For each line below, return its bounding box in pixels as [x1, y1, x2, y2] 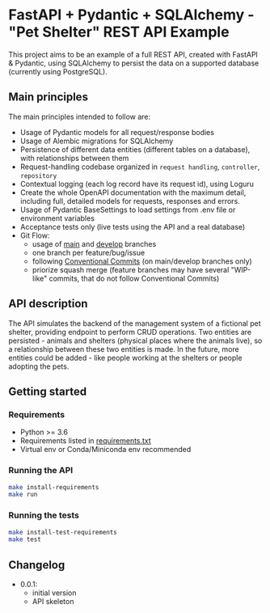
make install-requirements [8, 483, 99, 491]
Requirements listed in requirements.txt [19, 436, 151, 446]
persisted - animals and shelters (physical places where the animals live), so [8, 336, 263, 345]
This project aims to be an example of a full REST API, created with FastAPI [8, 49, 259, 59]
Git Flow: [19, 230, 50, 240]
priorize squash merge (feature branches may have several [32, 264, 230, 274]
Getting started [8, 384, 87, 398]
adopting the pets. [8, 361, 70, 371]
